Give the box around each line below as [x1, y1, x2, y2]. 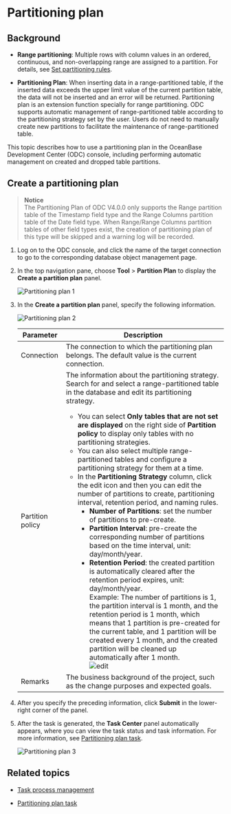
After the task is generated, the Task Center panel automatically [16, 719, 199, 727]
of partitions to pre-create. [89, 514, 177, 524]
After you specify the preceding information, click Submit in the [16, 698, 198, 707]
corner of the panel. [32, 706, 89, 714]
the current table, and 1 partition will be [89, 627, 217, 636]
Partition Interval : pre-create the [89, 523, 197, 533]
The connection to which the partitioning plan [65, 342, 213, 351]
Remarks [20, 676, 49, 686]
